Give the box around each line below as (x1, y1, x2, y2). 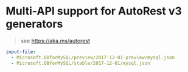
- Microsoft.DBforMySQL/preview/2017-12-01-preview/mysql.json (11, 54, 175, 61)
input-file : (5, 48, 36, 55)
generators (5, 17, 63, 31)
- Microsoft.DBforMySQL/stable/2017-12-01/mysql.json (11, 60, 150, 66)
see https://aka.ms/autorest (20, 37, 91, 44)
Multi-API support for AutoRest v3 (5, 4, 182, 18)
